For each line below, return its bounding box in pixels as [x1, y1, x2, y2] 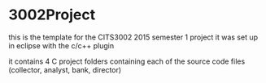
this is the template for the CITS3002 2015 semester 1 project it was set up [8, 32, 259, 42]
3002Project [8, 6, 96, 24]
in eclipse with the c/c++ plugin [8, 40, 115, 50]
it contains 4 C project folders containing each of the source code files [8, 56, 246, 66]
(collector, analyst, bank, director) [8, 64, 122, 74]
